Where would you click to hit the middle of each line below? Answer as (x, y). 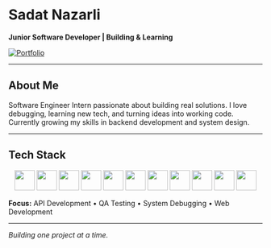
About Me (33, 86)
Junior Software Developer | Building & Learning (91, 37)
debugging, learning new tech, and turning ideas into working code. (121, 114)
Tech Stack (37, 155)
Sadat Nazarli (54, 15)
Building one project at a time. (58, 234)
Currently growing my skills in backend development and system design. (129, 122)
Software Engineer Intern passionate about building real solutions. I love (128, 105)
